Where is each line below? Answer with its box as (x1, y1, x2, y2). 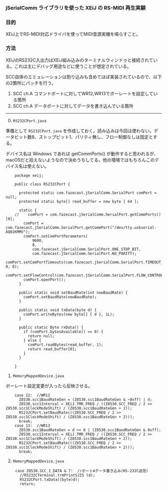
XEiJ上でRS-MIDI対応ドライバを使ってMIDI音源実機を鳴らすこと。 (5, 31, 141, 37)
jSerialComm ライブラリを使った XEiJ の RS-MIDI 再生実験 (5, 4, 146, 11)
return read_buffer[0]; (27, 346, 77, 352)
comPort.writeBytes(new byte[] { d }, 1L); (23, 311, 114, 317)
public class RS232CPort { (14, 182, 70, 186)
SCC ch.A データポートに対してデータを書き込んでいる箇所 (12, 103, 133, 109)
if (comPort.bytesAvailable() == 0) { (23, 329, 104, 334)
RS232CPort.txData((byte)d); (19, 477, 80, 482)
